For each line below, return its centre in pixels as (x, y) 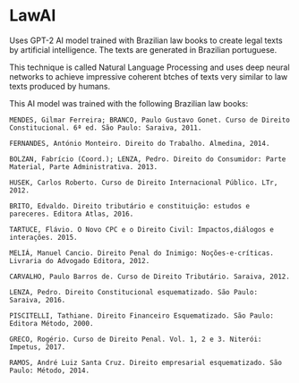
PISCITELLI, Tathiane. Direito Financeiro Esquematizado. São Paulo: (142, 315)
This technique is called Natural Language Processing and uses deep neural (149, 67)
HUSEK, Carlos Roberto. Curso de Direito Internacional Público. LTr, (144, 183)
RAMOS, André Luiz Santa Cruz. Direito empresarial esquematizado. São (145, 362)
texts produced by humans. (60, 86)
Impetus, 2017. (38, 347)
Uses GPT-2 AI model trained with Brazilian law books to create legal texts (146, 40)
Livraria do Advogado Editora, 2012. (80, 260)
